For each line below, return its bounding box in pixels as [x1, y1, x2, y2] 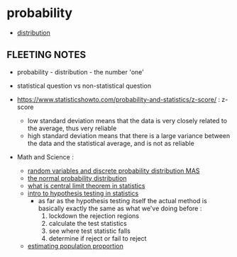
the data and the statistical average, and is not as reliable [27, 139, 194, 147]
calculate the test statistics [48, 219, 127, 227]
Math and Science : [16, 152, 74, 161]
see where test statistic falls [48, 227, 131, 235]
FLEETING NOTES [6, 49, 87, 61]
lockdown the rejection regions [48, 211, 140, 220]
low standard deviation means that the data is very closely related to [27, 116, 228, 125]
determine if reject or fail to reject [48, 234, 147, 242]
